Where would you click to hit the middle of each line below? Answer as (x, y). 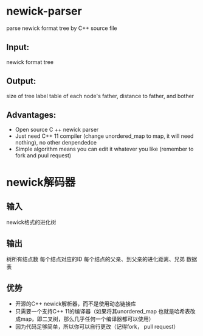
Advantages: (31, 115)
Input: (18, 47)
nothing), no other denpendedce (56, 143)
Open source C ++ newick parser (57, 130)
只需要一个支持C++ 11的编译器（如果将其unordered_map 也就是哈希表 (102, 311)
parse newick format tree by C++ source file (62, 28)
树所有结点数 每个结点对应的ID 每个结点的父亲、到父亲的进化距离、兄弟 (96, 259)
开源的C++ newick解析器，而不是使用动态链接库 (76, 304)
